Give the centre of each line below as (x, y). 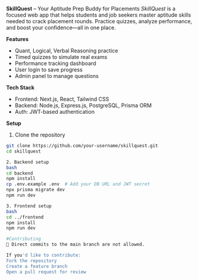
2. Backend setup (28, 162)
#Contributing (24, 239)
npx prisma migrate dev (36, 190)
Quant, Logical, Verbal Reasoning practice (66, 51)
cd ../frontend (25, 217)
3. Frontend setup (29, 206)
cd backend (20, 173)
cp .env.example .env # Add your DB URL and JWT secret (78, 184)
